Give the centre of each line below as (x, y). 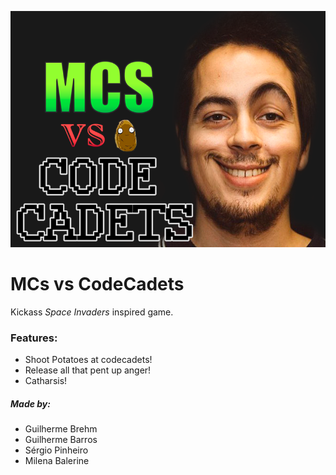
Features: (34, 338)
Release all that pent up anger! (88, 370)
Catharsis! (46, 381)
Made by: (30, 403)
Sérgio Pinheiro (56, 450)
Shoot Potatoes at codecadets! (88, 360)
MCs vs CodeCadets (97, 284)
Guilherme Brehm (61, 429)
